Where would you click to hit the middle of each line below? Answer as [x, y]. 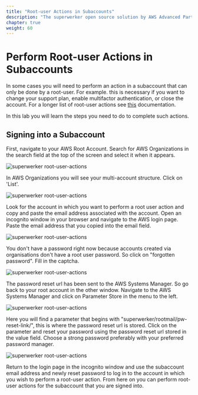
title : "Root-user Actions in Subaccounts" [60, 11]
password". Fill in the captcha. [43, 261]
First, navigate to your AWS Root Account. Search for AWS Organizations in [98, 149]
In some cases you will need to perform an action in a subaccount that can [97, 86]
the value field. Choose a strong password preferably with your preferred [95, 338]
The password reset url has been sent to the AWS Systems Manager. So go [97, 284]
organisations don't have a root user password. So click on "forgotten [90, 255]
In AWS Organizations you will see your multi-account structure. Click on [94, 178]
